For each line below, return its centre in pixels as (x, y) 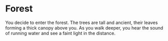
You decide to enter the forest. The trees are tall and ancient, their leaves (82, 22)
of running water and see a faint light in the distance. (60, 33)
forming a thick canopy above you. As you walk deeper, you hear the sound (84, 27)
